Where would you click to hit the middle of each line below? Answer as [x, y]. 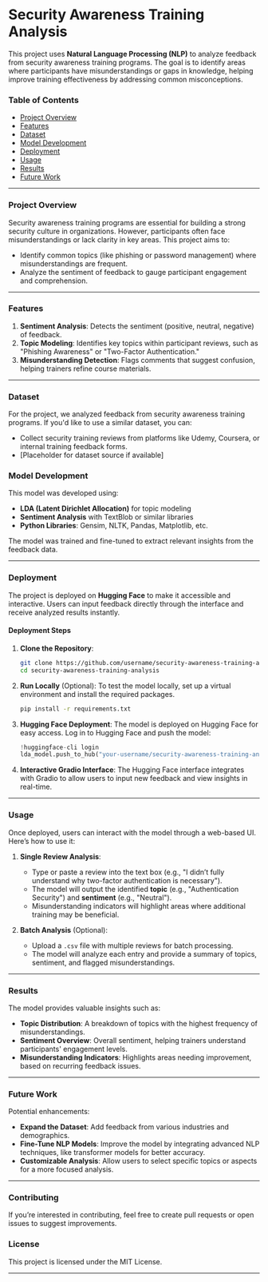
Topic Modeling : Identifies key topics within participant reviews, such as [139, 343]
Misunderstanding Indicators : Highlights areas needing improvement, [136, 1057]
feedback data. [33, 550]
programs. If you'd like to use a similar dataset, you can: [100, 423]
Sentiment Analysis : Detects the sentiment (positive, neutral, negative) [137, 326]
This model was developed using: [63, 493]
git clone [36, 663]
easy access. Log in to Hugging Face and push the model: [115, 732]
